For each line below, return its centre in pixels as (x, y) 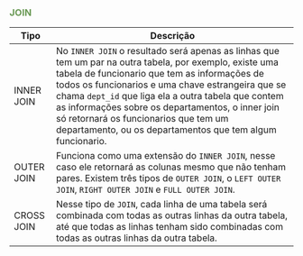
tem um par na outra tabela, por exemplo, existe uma (167, 62)
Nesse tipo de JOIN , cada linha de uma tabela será (161, 205)
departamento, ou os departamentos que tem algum (166, 130)
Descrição (173, 36)
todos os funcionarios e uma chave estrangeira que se (171, 85)
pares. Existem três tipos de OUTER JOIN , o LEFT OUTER (168, 178)
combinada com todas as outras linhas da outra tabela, (172, 215)
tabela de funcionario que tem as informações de (160, 74)
